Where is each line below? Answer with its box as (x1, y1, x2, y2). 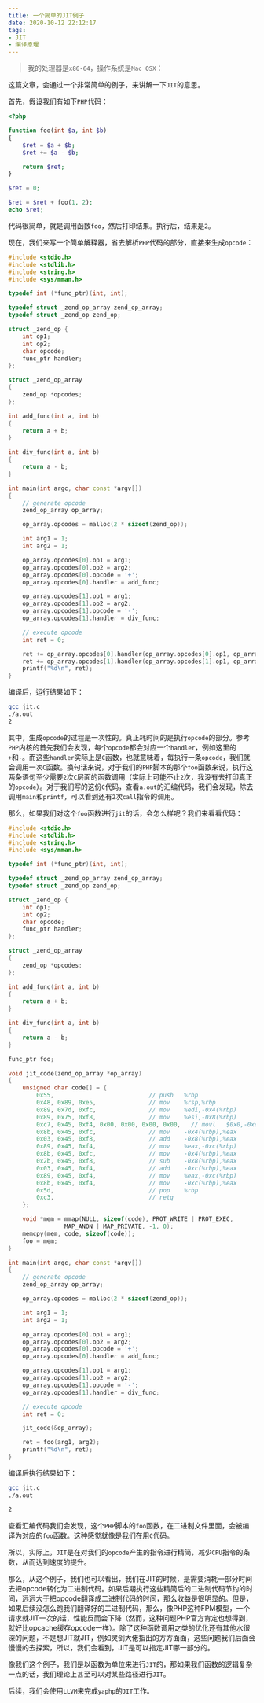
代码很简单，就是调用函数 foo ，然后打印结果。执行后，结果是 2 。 (8, 221, 215, 230)
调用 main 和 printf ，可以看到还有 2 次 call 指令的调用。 (8, 791, 178, 801)
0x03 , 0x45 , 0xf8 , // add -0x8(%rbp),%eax (36, 1135, 237, 1143)
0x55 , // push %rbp (36, 1091, 199, 1100)
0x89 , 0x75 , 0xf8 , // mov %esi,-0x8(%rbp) (36, 1113, 237, 1121)
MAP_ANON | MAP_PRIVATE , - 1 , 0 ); (64, 1222, 174, 1230)
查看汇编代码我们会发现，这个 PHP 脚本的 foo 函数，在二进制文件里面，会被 (8, 1521, 243, 1530)
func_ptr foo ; (8, 1055, 55, 1063)
